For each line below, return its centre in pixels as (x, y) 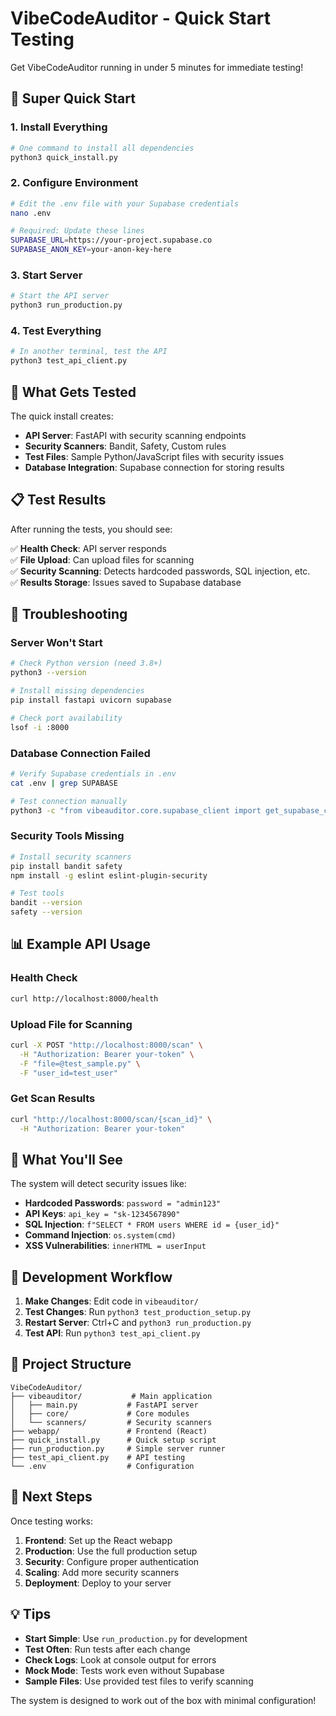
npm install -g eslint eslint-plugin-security (109, 875)
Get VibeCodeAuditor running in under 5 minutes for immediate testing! (157, 67)
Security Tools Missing (67, 836)
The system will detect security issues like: (98, 1184)
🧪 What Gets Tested (73, 392)
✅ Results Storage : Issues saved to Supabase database (126, 582)
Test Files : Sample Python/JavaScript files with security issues (154, 456)
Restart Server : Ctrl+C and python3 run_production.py (138, 1323)
